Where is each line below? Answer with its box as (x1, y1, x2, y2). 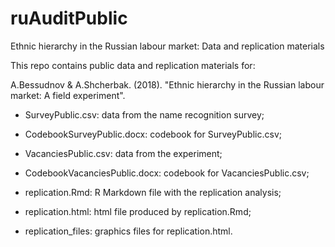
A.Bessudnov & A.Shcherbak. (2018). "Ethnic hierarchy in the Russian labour (10, 78, 325, 91)
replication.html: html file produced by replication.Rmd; (24, 205, 252, 217)
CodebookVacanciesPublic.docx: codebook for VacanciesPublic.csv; (24, 167, 310, 179)
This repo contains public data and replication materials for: (10, 59, 256, 71)
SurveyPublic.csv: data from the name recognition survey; (24, 108, 265, 121)
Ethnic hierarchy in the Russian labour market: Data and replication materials (10, 40, 325, 52)
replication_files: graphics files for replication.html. (24, 225, 233, 237)
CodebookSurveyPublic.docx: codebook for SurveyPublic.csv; (24, 128, 282, 140)
